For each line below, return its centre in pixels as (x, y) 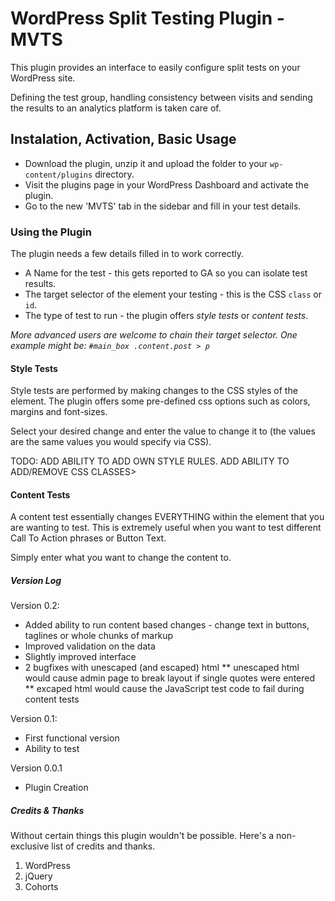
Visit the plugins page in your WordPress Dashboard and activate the (167, 184)
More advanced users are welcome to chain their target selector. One (154, 335)
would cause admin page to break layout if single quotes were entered (170, 678)
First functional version (72, 738)
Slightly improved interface (80, 657)
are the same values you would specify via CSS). (111, 442)
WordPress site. (43, 78)
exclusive (30, 846)
